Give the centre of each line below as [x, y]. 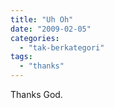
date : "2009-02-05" [51, 29]
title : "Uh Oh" [42, 19]
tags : [21, 57]
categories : [35, 38]
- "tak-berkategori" [62, 47]
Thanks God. [36, 94]
